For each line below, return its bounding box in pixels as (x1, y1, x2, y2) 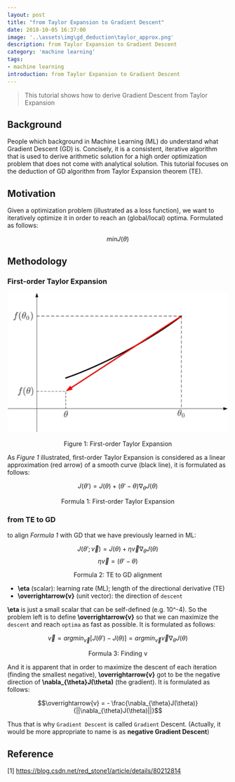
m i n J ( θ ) (106, 235, 130, 243)
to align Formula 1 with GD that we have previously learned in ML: (7, 531, 196, 539)
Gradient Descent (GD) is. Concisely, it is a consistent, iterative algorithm (7, 145, 217, 153)
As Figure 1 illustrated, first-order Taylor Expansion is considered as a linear (7, 454, 226, 462)
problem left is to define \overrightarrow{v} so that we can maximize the (7, 613, 219, 622)
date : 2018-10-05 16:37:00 (7, 26, 86, 33)
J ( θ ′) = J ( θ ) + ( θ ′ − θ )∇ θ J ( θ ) (77, 482, 159, 492)
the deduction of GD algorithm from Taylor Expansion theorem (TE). (7, 167, 203, 176)
